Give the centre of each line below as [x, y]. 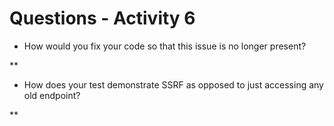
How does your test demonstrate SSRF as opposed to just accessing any [173, 84]
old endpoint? [52, 95]
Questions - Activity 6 [102, 18]
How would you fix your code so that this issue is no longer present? [165, 46]
